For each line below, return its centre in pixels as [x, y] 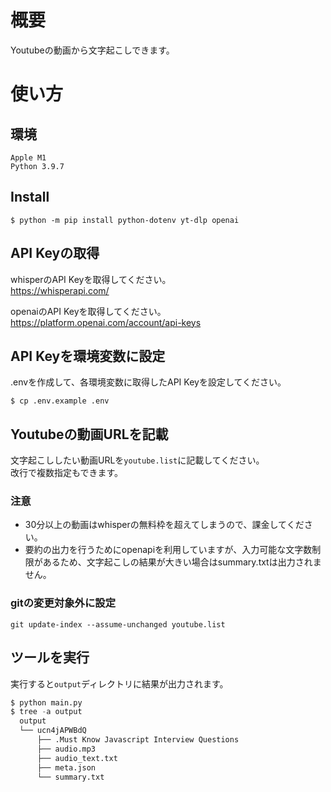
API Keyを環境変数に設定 [88, 356]
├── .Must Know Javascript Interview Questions [138, 740]
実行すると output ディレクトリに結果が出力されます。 [119, 683]
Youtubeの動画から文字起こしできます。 [92, 50]
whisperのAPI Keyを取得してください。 [91, 279]
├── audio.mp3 [66, 749]
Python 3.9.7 [37, 166]
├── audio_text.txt [77, 758]
